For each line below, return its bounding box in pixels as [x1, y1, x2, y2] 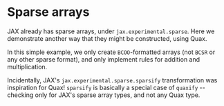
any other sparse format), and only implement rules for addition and [7, 55, 200, 63]
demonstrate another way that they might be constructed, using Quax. [7, 34, 207, 42]
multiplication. [7, 62, 48, 71]
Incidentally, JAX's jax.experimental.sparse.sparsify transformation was [7, 76, 218, 84]
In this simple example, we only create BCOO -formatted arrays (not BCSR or [7, 48, 216, 56]
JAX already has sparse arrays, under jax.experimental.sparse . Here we [7, 27, 215, 35]
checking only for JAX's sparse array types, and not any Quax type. [7, 91, 200, 99]
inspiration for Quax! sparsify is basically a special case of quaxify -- [7, 83, 205, 91]
